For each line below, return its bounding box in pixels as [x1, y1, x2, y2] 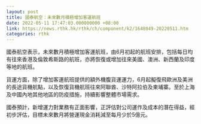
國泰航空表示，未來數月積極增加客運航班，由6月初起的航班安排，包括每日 [6, 49, 188, 56]
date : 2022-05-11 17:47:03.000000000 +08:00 [6, 20, 119, 26]
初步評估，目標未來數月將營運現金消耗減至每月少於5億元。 [6, 111, 151, 119]
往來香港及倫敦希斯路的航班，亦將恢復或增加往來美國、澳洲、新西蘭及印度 [11, 56, 195, 63]
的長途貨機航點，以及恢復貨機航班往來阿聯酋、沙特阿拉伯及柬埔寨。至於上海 [6, 83, 195, 90]
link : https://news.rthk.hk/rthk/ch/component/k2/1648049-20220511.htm [6, 25, 188, 32]
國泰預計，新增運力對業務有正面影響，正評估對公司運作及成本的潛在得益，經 [6, 104, 195, 111]
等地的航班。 [6, 63, 38, 71]
